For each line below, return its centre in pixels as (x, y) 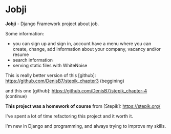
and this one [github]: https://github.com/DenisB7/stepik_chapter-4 (76, 90)
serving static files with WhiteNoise (50, 65)
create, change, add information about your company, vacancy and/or (87, 49)
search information (33, 60)
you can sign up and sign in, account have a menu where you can (82, 43)
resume (21, 54)
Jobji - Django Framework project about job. (52, 24)
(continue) (16, 96)
